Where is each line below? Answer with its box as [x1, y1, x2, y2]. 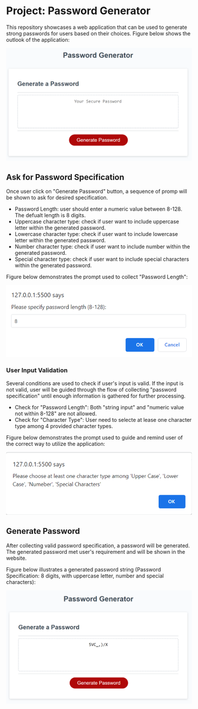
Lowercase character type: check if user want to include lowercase [14, 231, 179, 238]
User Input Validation [6, 366, 68, 375]
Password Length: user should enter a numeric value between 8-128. [14, 205, 183, 213]
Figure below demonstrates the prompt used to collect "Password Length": [6, 273, 188, 281]
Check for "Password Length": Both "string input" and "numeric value [14, 403, 184, 411]
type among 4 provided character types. [14, 422, 113, 429]
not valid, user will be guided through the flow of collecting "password [6, 386, 177, 393]
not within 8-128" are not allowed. [14, 410, 97, 417]
